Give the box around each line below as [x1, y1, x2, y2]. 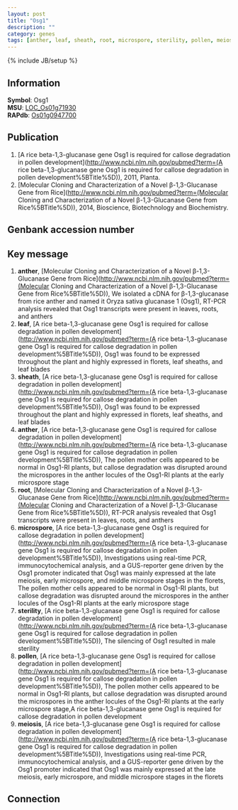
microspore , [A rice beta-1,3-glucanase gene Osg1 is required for [17, 523, 209, 531]
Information [7, 77, 61, 89]
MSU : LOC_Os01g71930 [7, 103, 76, 112]
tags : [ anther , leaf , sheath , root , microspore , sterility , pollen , [7, 37, 214, 44]
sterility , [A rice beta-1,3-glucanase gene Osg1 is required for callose [17, 606, 220, 615]
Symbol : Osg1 [7, 95, 48, 104]
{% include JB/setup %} [7, 56, 78, 65]
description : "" [7, 23, 55, 31]
